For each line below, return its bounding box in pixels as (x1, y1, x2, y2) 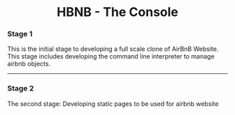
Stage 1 (7, 29, 33, 39)
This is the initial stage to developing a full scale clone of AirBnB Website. (7, 45, 219, 53)
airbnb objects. (7, 60, 51, 68)
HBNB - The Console (57, 4, 178, 20)
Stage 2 (7, 84, 34, 93)
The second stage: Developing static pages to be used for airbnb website (7, 99, 219, 108)
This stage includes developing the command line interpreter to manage (7, 52, 215, 61)
